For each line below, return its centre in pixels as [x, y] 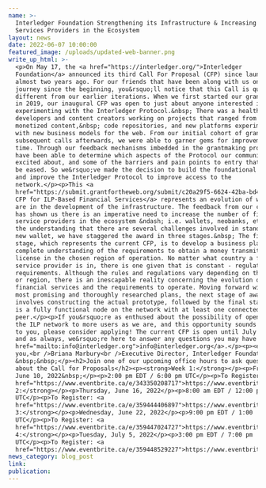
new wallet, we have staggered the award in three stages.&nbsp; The [132, 236]
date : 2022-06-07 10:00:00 [53, 45]
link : [17, 464]
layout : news [30, 38]
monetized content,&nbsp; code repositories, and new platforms [123, 126]
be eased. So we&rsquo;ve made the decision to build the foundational [136, 170]
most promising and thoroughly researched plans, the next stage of [131, 295]
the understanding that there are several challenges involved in [127, 229]
